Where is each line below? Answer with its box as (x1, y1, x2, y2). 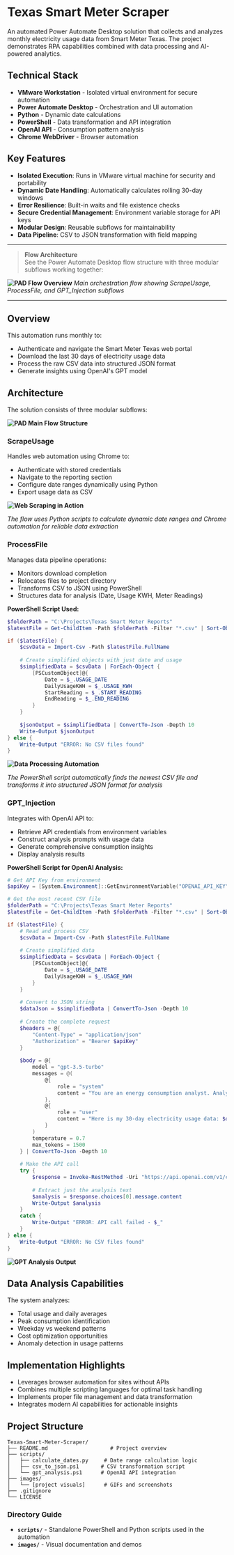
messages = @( (32, 1070, 73, 1077)
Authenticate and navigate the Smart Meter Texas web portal (17, 345, 192, 353)
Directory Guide (7, 1509, 63, 1519)
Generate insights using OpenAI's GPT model (17, 367, 148, 375)
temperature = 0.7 (32, 1134, 86, 1142)
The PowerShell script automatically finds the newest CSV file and (7, 774, 198, 782)
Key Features (7, 153, 66, 164)
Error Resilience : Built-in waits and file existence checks (17, 201, 180, 209)
